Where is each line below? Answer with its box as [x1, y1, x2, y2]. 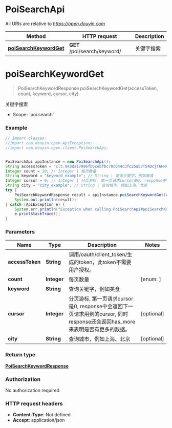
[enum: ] [140, 275, 161, 283]
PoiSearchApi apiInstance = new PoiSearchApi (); [5, 159, 111, 164]
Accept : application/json [12, 417, 65, 423]
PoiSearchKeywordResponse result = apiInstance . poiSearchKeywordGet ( [14, 192, 166, 198]
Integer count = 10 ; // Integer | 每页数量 [5, 168, 96, 174]
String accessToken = [5, 164, 52, 169]
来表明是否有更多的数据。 [68, 326, 131, 333]
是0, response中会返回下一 [68, 303, 134, 310]
